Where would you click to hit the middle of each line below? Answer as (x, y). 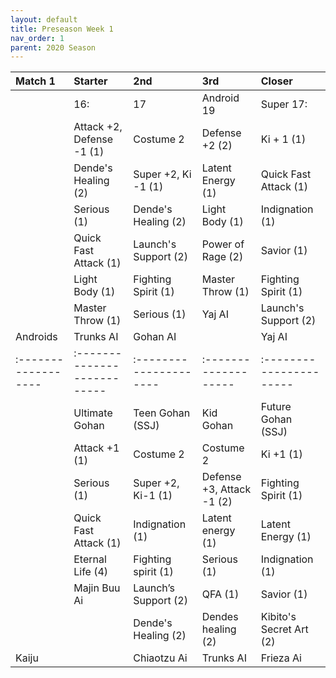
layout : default (44, 19)
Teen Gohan (162, 413)
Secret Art (284, 629)
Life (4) (91, 572)
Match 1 (35, 81)
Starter (90, 81)
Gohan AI (155, 337)
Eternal (90, 559)
